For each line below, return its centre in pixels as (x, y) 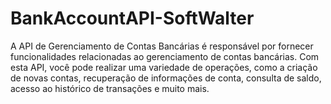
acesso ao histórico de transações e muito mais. (110, 88)
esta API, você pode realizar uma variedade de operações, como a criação (164, 67)
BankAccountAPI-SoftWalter (132, 18)
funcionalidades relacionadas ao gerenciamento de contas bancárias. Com (165, 56)
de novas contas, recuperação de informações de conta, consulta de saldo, (166, 78)
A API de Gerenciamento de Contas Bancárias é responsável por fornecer (162, 46)
